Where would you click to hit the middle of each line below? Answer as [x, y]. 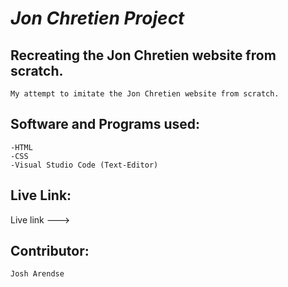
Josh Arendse [37, 274]
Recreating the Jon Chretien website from [143, 55]
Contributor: [50, 251]
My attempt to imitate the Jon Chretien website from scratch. [145, 94]
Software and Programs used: [105, 124]
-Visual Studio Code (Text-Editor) [84, 165]
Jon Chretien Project [97, 18]
